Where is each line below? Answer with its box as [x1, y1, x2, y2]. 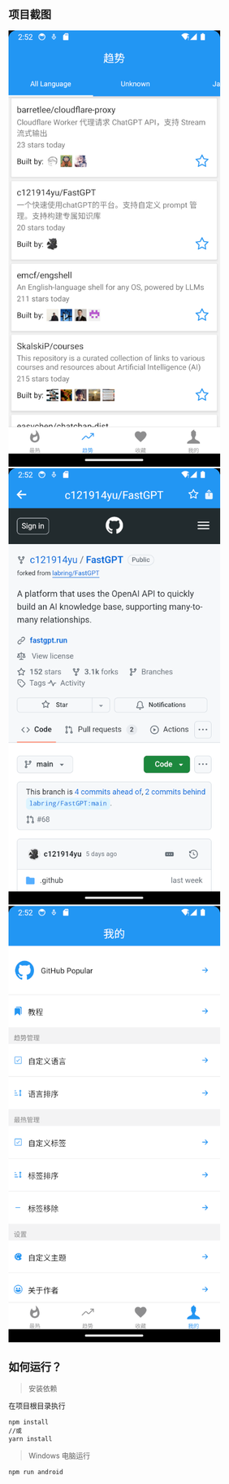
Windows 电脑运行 [28, 1451, 91, 1460]
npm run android [8, 1469, 63, 1477]
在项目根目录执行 [8, 1400, 66, 1411]
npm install [8, 1418, 49, 1426]
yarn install [8, 1435, 53, 1443]
